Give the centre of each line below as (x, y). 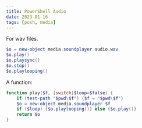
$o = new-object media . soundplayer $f (63, 104)
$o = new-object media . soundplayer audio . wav (62, 49)
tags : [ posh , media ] (31, 22)
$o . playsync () (23, 61)
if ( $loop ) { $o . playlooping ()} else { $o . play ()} (77, 109)
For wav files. (22, 39)
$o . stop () (18, 66)
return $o (29, 115)
